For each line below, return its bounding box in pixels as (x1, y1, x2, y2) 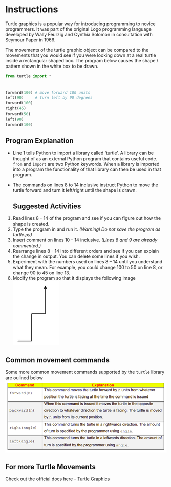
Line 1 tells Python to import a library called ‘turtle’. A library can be (12, 150, 154, 156)
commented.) (12, 242, 41, 249)
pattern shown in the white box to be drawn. (5, 63, 99, 69)
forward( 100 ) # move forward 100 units (5, 90, 91, 95)
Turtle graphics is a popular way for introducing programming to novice (5, 20, 156, 27)
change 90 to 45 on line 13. (12, 270, 71, 276)
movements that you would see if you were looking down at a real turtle (5, 52, 156, 58)
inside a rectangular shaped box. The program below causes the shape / (5, 57, 159, 63)
